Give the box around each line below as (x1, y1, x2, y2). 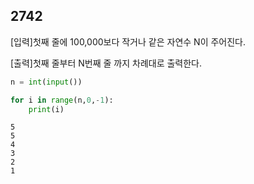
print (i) (28, 104, 65, 114)
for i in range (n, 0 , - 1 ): (10, 95, 114, 105)
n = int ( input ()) (10, 77, 83, 87)
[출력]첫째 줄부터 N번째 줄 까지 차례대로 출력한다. (10, 57, 203, 69)
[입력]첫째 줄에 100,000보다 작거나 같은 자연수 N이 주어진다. (10, 35, 247, 48)
